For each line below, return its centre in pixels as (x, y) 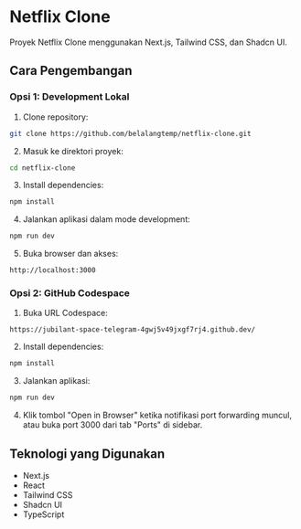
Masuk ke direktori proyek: (73, 151)
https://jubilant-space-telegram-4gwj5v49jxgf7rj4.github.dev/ (133, 330)
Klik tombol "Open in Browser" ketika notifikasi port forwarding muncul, (157, 415)
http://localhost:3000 (53, 270)
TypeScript (43, 514)
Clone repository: (55, 117)
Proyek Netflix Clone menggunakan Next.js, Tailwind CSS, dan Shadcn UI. (149, 42)
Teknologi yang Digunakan (87, 454)
